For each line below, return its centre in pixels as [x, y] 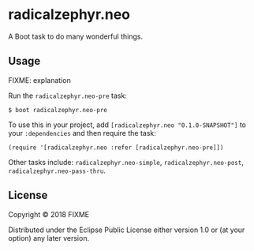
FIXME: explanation [39, 80]
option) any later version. [49, 238]
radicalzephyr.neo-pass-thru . [57, 170]
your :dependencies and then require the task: [82, 133]
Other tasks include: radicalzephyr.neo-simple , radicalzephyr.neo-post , [126, 162]
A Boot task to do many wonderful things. [76, 36]
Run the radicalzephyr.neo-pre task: [68, 96]
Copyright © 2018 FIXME [49, 214]
